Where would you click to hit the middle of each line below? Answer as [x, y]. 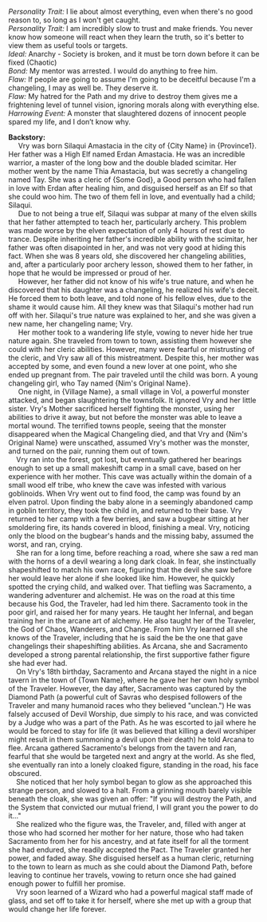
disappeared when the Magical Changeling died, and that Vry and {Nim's [128, 434]
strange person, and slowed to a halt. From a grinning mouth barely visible [130, 790]
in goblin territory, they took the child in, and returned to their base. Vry [125, 510]
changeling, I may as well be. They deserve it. [83, 88]
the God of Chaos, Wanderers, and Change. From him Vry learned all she [128, 629]
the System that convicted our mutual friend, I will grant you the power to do [133, 807]
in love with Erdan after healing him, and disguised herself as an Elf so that [131, 188]
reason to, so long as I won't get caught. [75, 20]
